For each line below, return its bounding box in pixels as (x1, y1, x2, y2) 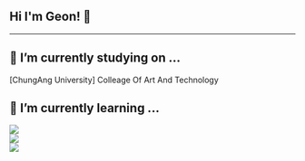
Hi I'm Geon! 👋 (9, 9, 92, 24)
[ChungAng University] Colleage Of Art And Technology (9, 74, 220, 85)
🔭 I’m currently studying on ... (9, 51, 182, 66)
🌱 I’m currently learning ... (9, 100, 161, 116)
